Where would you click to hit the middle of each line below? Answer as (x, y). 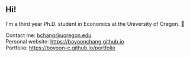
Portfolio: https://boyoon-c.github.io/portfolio (61, 48)
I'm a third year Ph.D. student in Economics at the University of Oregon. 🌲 (95, 24)
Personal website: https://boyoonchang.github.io (65, 41)
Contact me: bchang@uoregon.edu (49, 35)
